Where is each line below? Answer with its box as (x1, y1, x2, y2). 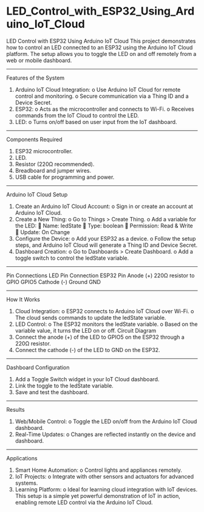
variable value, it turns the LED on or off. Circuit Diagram (15, 327, 157, 334)
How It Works (6, 296, 41, 303)
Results (6, 406, 25, 413)
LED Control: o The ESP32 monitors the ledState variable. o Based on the (15, 320, 198, 328)
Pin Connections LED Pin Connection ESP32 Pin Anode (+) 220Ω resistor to (6, 272, 195, 279)
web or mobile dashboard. (6, 57, 72, 64)
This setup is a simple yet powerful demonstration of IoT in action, (15, 492, 181, 499)
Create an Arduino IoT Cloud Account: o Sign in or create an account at (15, 202, 193, 210)
